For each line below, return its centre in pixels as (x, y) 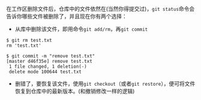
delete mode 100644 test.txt (45, 72)
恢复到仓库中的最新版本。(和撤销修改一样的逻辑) (75, 91)
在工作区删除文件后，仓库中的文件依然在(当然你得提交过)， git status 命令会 (100, 9)
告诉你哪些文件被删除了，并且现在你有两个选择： (67, 16)
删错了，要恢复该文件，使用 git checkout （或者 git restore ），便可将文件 (105, 84)
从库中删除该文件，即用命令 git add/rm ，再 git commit (81, 29)
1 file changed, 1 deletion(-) (48, 66)
